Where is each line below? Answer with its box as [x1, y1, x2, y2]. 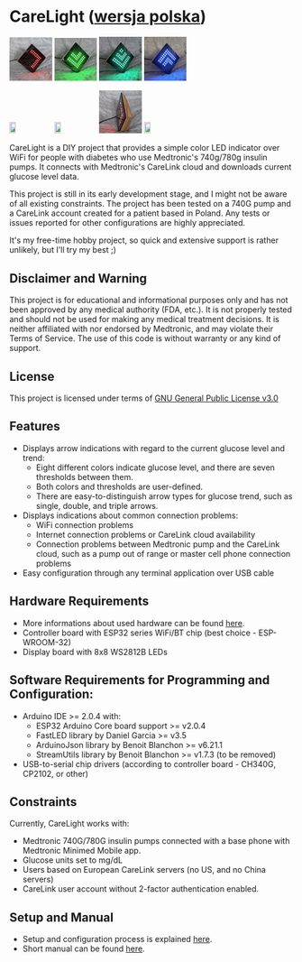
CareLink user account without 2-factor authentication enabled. [22, 883, 260, 894]
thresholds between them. [35, 471, 133, 482]
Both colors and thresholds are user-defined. [35, 481, 204, 492]
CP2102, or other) [22, 768, 88, 779]
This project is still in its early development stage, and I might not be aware [9, 189, 288, 199]
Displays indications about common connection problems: [22, 510, 239, 521]
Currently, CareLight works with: [9, 819, 130, 829]
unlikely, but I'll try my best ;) [9, 245, 117, 255]
